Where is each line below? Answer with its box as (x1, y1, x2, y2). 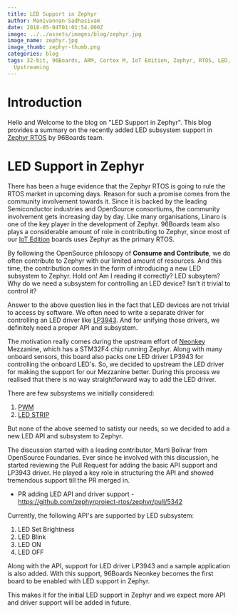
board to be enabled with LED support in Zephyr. (7, 576, 150, 585)
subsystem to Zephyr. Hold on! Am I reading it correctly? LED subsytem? (7, 271, 221, 280)
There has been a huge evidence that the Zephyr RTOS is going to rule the (7, 181, 226, 190)
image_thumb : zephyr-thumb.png (7, 44, 100, 51)
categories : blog (7, 51, 59, 58)
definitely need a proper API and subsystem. (7, 323, 138, 332)
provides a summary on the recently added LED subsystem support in (7, 126, 212, 134)
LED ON (17, 540, 41, 548)
